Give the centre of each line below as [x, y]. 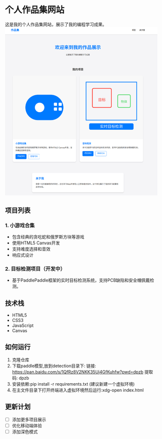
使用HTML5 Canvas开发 [36, 243]
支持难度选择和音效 [31, 249]
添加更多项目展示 [29, 419]
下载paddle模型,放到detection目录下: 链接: [54, 366]
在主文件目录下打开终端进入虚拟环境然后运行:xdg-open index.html [78, 390]
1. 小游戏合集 [20, 225]
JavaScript [23, 325]
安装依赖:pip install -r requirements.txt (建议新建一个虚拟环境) [73, 384]
